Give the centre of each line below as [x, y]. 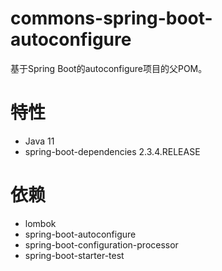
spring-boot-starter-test [74, 255]
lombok [40, 223]
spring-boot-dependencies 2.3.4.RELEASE [112, 151]
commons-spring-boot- [111, 18]
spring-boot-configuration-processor [101, 244]
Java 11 [39, 141]
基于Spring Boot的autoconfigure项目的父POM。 [109, 68]
